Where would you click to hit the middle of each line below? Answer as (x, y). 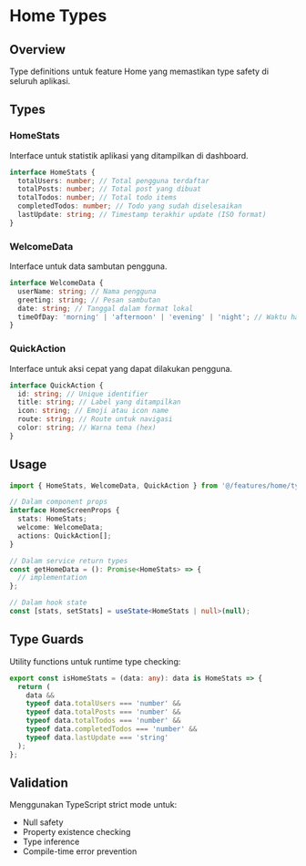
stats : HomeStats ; (53, 519)
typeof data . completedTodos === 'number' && (112, 729)
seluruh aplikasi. (40, 81)
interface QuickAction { (56, 385)
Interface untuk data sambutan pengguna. (88, 266)
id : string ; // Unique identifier (83, 394)
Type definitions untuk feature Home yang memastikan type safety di (139, 71)
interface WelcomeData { (56, 284)
